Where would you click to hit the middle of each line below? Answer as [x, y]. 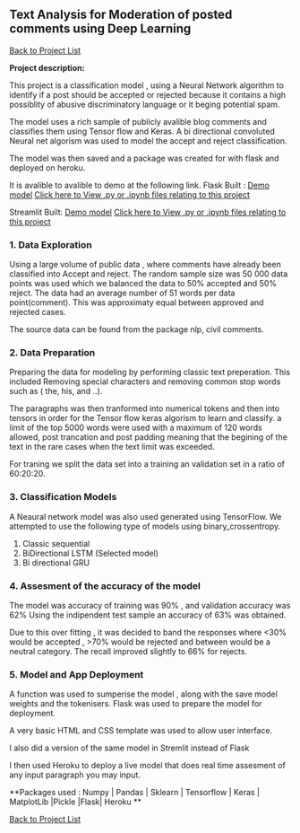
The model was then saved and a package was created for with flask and [144, 158]
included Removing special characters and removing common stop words [145, 381]
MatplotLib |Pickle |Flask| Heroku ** [75, 802]
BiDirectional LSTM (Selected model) [90, 553]
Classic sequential [56, 543]
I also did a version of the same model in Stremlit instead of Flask [129, 748]
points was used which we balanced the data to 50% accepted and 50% [143, 284]
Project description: [47, 67]
